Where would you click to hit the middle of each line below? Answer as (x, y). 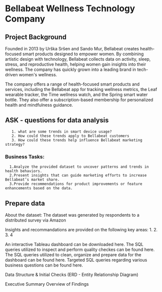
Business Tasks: (25, 157)
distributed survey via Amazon (36, 220)
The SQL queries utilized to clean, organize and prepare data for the (73, 254)
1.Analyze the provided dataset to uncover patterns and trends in (79, 167)
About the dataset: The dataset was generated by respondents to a (72, 215)
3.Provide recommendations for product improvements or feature (76, 184)
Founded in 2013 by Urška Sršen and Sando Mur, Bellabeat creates (72, 49)
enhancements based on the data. (39, 188)
